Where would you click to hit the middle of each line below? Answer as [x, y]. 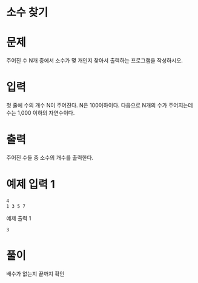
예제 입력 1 [31, 184]
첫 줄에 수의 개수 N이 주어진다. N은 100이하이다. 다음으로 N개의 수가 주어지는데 [100, 105]
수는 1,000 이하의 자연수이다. [41, 113]
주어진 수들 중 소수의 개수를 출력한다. [50, 158]
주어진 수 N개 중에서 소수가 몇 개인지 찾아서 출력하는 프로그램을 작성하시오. [95, 61]
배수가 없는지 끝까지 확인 [35, 273]
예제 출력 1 [19, 218]
